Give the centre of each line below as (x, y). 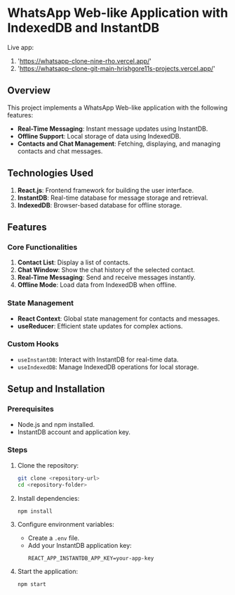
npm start (32, 584)
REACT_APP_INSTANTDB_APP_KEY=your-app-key (91, 558)
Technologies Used (50, 173)
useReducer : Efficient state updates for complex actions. (100, 326)
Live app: (21, 47)
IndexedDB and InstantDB (83, 28)
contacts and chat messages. (60, 151)
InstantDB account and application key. (74, 432)
